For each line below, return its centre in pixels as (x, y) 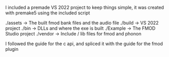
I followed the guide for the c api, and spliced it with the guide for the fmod (84, 44)
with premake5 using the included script (48, 13)
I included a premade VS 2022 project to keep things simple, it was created (85, 7)
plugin (12, 49)
